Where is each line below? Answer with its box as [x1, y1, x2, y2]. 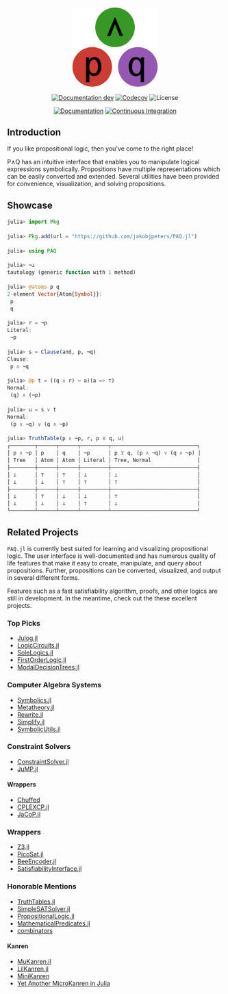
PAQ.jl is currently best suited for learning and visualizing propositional [7, 544, 209, 552]
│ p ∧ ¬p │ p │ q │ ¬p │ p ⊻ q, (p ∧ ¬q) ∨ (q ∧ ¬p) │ [7, 450, 201, 457]
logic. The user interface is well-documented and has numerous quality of [7, 552, 216, 560]
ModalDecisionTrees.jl [16, 663, 80, 672]
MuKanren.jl [16, 957, 51, 965]
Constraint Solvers [7, 742, 71, 752]
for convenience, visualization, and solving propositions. [7, 179, 166, 188]
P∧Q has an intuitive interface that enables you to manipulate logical [7, 158, 200, 166]
